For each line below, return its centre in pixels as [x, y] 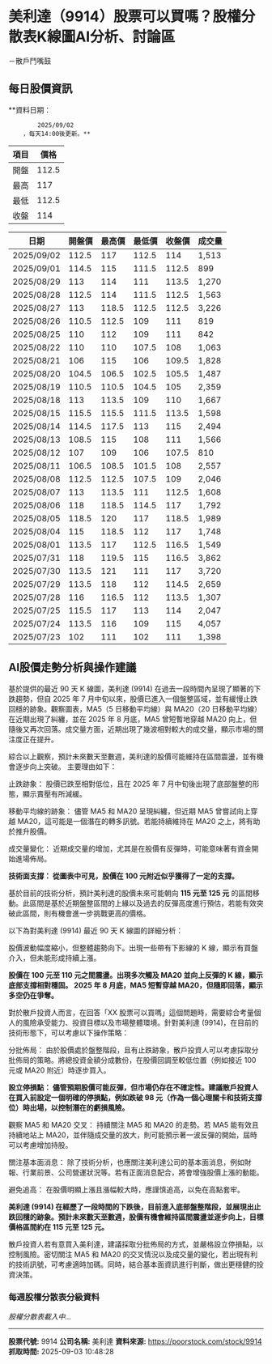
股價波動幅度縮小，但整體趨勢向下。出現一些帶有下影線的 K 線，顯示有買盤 [134, 947]
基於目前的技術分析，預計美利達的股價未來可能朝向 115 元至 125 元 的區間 [131, 893]
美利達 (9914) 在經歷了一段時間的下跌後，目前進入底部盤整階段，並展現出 [131, 1206]
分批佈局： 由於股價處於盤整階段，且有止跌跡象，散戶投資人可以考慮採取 [130, 1050]
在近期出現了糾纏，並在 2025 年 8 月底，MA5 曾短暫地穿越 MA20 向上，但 [133, 719]
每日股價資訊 [40, 89]
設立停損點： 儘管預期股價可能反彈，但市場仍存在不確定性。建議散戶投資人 [134, 1087]
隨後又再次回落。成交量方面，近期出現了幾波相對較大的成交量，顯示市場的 [132, 729]
